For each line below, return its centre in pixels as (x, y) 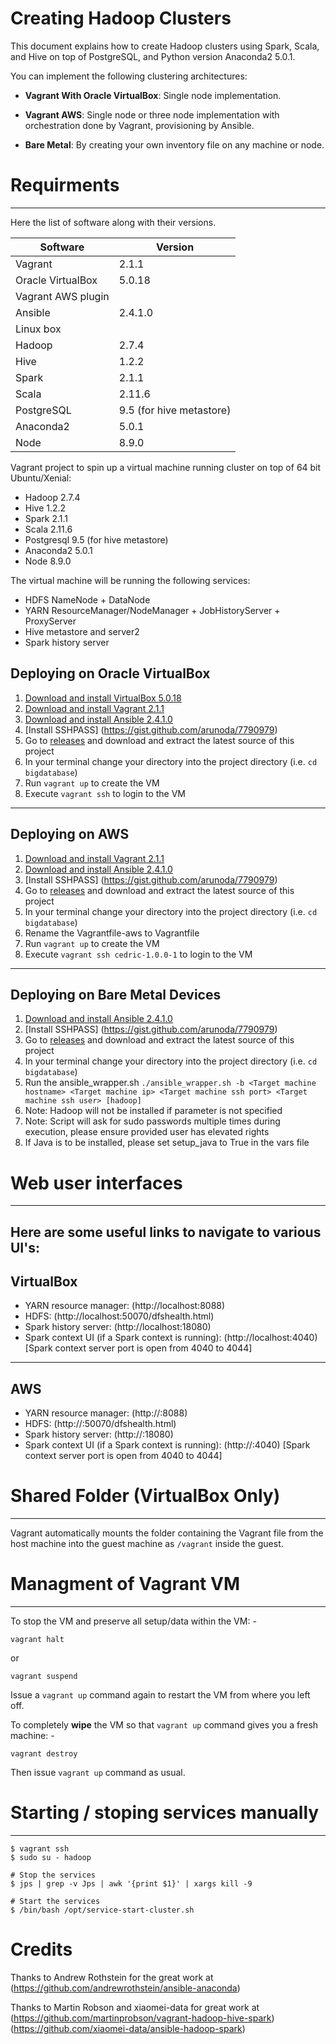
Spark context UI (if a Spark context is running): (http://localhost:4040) (171, 1338)
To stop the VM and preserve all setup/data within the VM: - (133, 1621)
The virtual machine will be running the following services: (130, 580)
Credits (41, 1949)
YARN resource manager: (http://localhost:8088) (125, 1306)
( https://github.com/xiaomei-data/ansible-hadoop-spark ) (128, 2029)
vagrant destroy (44, 1754)
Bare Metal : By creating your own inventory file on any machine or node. (174, 144)
